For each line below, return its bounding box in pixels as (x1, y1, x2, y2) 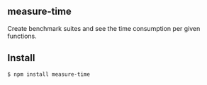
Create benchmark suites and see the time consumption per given (7, 24, 201, 32)
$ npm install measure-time (7, 70, 91, 78)
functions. (7, 32, 37, 40)
